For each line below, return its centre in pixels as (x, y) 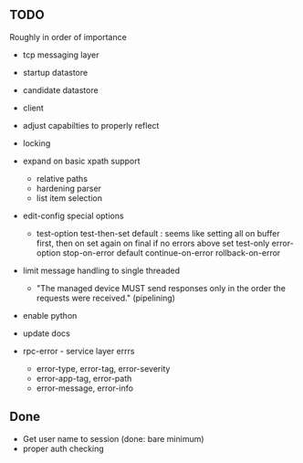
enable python (50, 315)
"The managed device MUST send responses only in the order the (161, 288)
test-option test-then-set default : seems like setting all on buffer (158, 233)
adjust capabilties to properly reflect (91, 125)
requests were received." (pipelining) (106, 298)
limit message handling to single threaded (101, 270)
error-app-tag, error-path (84, 378)
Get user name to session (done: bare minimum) (113, 438)
